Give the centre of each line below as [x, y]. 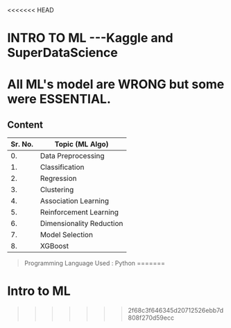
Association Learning [75, 201]
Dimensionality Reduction [82, 223]
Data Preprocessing [72, 156]
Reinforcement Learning [79, 212]
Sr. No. [22, 144]
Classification [62, 167]
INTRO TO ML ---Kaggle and [90, 38]
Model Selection [67, 235]
